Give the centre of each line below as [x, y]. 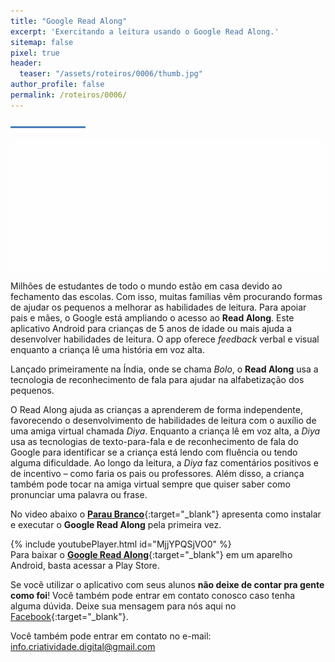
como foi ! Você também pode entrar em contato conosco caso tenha [153, 595]
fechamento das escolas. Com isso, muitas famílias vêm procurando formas [166, 296]
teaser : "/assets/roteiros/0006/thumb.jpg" [111, 74]
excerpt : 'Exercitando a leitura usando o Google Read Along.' [145, 31]
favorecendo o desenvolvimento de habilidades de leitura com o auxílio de [163, 420]
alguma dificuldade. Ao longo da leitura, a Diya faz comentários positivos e [164, 463]
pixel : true [35, 53]
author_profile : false [57, 85]
